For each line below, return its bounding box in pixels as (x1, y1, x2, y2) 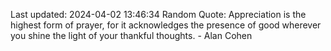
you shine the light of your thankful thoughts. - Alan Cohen (10, 30, 253, 41)
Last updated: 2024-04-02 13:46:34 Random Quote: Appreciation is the (10, 9, 307, 20)
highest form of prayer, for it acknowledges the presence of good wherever (10, 19, 322, 31)
